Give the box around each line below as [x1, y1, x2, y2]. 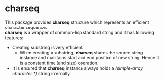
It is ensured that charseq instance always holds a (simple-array [12, 65, 143, 71]
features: [5, 35, 24, 41]
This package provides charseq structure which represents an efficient [5, 19, 149, 25]
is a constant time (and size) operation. [19, 60, 99, 66]
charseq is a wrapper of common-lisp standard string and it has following [5, 29, 155, 35]
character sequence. [5, 24, 48, 30]
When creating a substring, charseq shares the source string [19, 50, 143, 55]
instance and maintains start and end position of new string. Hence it [19, 54, 159, 60]
